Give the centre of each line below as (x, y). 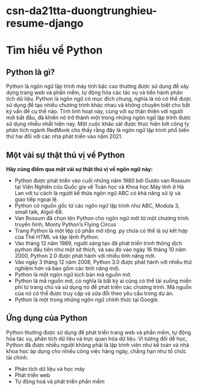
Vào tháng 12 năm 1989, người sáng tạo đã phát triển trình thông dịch (98, 243)
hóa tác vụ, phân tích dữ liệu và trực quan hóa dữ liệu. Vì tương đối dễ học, (97, 339)
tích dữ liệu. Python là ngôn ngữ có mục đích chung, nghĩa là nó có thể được (99, 99)
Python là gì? (30, 72)
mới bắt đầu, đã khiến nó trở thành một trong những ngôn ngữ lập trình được (99, 118)
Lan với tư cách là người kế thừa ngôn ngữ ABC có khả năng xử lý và (98, 193)
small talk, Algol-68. (39, 212)
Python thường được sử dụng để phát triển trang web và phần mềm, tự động (99, 332)
